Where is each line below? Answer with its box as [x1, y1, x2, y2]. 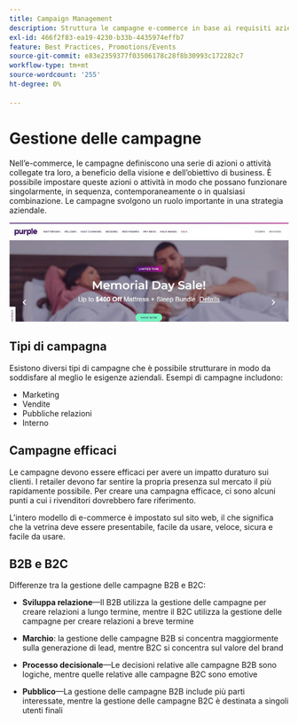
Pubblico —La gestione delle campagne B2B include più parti [21, 687, 246, 697]
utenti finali [21, 705, 64, 716]
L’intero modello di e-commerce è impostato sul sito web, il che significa [9, 512, 274, 523]
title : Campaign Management [9, 14, 114, 23]
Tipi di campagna [9, 339, 107, 354]
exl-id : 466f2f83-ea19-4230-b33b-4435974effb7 [9, 33, 184, 42]
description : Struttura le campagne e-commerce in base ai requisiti [9, 23, 272, 33]
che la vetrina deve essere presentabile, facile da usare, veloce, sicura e [9, 521, 273, 532]
